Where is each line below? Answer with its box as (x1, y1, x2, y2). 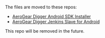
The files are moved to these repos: (5, 4, 77, 10)
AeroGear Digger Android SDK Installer (12, 14, 91, 19)
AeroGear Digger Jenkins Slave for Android (12, 19, 100, 24)
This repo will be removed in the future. (5, 28, 85, 34)
